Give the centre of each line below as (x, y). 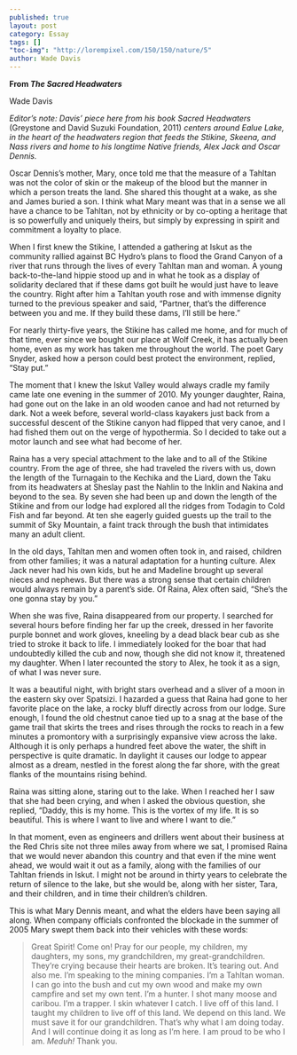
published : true (39, 17)
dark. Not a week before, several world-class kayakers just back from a (140, 413)
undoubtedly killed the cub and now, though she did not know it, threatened (147, 653)
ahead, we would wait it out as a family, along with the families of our (135, 865)
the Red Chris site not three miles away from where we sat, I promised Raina (148, 846)
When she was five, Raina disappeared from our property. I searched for (141, 616)
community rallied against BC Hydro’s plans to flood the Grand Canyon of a (146, 256)
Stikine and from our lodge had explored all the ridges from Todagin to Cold (147, 506)
